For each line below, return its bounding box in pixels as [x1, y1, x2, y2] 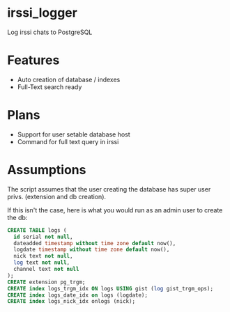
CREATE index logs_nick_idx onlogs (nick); [7, 298, 136, 305]
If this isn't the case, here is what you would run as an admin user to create [7, 205, 223, 214]
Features [7, 52, 60, 68]
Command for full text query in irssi [17, 137, 119, 146]
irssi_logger [7, 5, 78, 21]
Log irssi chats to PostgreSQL [7, 28, 93, 36]
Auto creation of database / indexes [17, 75, 121, 84]
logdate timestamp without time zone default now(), [13, 246, 170, 253]
